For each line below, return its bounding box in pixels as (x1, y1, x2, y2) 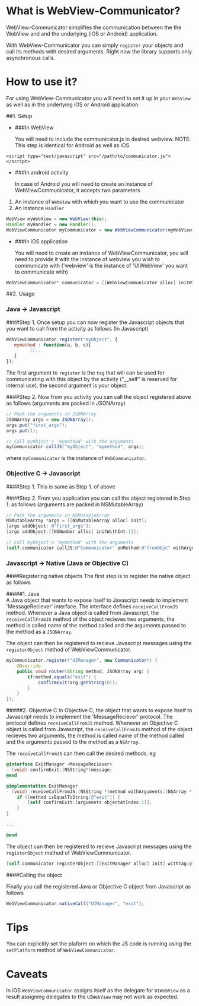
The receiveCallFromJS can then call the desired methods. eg (6, 750, 156, 757)
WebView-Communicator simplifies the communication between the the (6, 24, 182, 31)
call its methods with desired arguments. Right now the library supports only (6, 47, 192, 55)
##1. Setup (6, 112, 33, 119)
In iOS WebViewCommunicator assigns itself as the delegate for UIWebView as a (6, 987, 191, 994)
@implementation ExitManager (6, 783, 78, 789)
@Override (17, 663, 41, 669)
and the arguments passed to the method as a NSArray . (6, 738, 140, 745)
